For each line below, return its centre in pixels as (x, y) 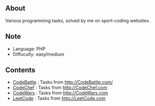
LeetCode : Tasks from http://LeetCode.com (59, 98)
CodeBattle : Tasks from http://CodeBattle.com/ (63, 82)
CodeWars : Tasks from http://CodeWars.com (60, 93)
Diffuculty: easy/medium (38, 54)
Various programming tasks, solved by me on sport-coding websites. (78, 20)
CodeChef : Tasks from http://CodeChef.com (60, 88)
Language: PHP (29, 49)
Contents (20, 70)
